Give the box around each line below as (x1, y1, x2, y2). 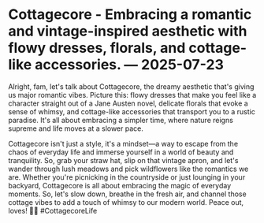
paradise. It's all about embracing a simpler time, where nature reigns (8, 115, 234, 125)
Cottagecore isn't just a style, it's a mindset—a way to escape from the (8, 139, 239, 148)
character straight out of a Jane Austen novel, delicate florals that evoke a (8, 98, 248, 108)
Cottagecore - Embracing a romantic (8, 6, 252, 24)
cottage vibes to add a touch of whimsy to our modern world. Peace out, (8, 197, 244, 206)
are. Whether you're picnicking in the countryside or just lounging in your (8, 172, 246, 182)
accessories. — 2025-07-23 (35, 56, 225, 74)
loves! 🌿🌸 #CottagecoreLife (8, 206, 98, 215)
